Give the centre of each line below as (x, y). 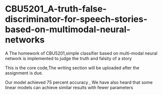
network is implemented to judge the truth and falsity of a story (69, 58)
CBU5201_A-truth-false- (56, 9)
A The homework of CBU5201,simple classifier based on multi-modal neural (81, 53)
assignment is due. (24, 73)
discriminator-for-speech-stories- (76, 19)
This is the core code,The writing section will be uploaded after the (72, 68)
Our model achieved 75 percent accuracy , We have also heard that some (79, 82)
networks (25, 40)
